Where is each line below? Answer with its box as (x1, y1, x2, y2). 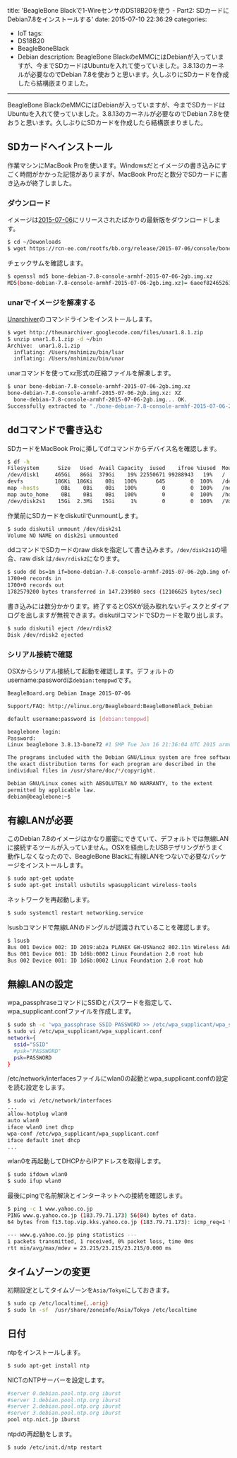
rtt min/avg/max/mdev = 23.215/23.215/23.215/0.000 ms (7, 1245, 172, 1252)
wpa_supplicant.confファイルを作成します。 (7, 1007, 135, 1016)
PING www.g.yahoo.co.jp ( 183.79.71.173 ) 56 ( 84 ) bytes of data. (7, 1212, 197, 1219)
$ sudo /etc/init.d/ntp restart (7, 1444, 102, 1451)
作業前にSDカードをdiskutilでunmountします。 (7, 511, 142, 519)
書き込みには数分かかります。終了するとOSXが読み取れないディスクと (7, 601, 211, 610)
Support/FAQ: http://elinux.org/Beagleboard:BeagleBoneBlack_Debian (7, 702, 213, 710)
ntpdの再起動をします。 (7, 1430, 76, 1438)
